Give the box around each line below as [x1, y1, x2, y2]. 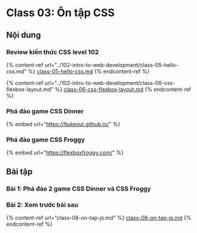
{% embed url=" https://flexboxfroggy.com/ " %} [6, 149, 124, 156]
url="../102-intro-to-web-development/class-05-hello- [44, 61, 178, 68]
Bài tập [6, 167, 33, 177]
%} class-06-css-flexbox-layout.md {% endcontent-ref [54, 86, 192, 93]
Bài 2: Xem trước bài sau [6, 201, 78, 209]
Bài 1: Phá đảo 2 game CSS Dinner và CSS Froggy [6, 184, 151, 193]
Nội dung [6, 30, 41, 40]
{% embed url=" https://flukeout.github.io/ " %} [6, 120, 121, 128]
